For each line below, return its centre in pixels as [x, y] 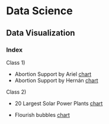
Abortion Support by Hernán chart [57, 80]
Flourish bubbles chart [42, 115]
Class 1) [16, 62]
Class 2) [16, 92]
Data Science [39, 11]
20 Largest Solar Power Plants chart [59, 103]
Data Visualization [41, 33]
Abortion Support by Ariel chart [53, 74]
